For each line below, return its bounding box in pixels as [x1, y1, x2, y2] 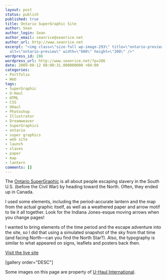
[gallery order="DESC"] [5, 260, 54, 266]
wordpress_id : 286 [5, 53, 43, 59]
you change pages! [5, 215, 45, 221]
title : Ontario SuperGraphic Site [5, 21, 77, 26]
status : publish [5, 12, 39, 17]
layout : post [5, 7, 32, 12]
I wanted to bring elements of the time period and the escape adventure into [5, 224, 162, 230]
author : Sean [5, 26, 32, 31]
